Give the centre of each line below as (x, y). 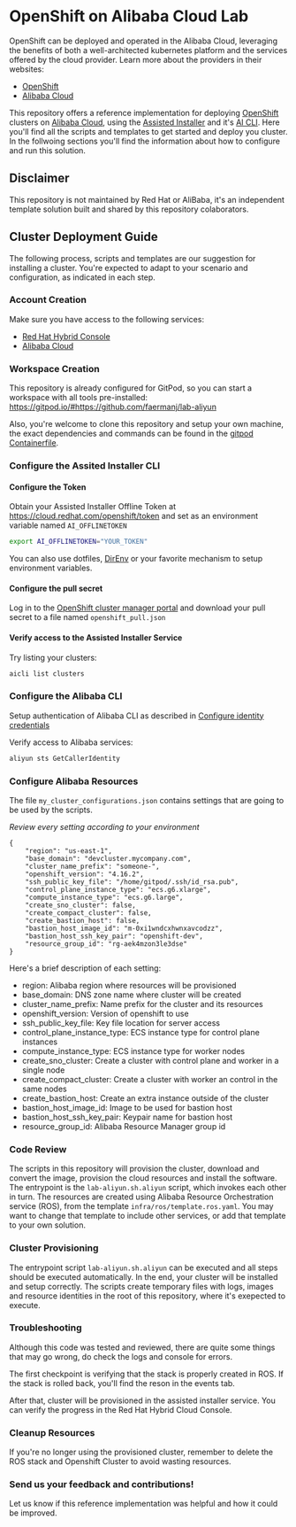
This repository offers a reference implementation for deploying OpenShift (144, 112)
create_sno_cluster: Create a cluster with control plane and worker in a (150, 1060)
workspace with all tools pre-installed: (79, 398)
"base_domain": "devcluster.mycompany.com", (108, 858)
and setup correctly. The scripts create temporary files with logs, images (141, 1286)
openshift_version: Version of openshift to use (105, 1013)
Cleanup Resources (52, 1432)
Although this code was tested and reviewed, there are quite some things (142, 1347)
